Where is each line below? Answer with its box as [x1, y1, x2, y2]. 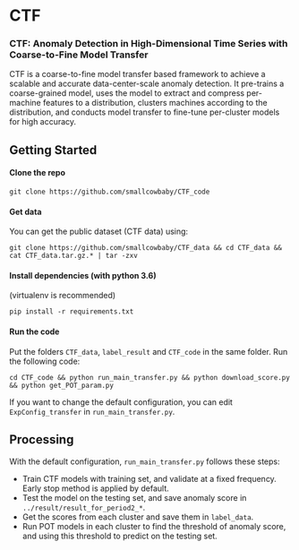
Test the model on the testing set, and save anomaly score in [21, 492, 247, 503]
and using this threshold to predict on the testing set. [21, 530, 218, 541]
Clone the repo [9, 168, 65, 178]
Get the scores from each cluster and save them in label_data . [21, 511, 254, 522]
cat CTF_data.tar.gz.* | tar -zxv [9, 252, 139, 261]
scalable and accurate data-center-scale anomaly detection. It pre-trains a [9, 78, 285, 90]
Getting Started [9, 142, 98, 158]
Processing [9, 432, 74, 448]
